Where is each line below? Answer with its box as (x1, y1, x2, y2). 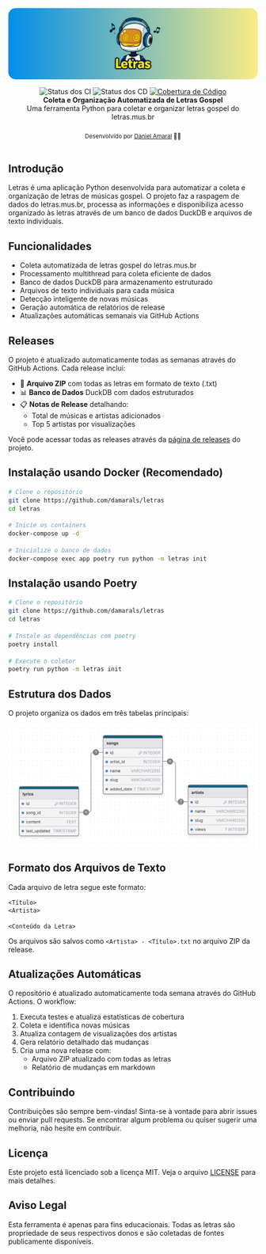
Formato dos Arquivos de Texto (8, 861, 166, 875)
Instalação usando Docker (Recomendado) (8, 466, 223, 480)
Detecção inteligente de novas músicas (19, 294, 149, 304)
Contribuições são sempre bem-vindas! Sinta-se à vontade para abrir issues (8, 1107, 257, 1116)
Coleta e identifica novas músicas (19, 1020, 131, 1030)
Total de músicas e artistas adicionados (31, 411, 161, 420)
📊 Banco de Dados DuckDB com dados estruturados (19, 387, 194, 397)
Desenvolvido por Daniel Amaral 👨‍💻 (84, 132, 182, 140)
